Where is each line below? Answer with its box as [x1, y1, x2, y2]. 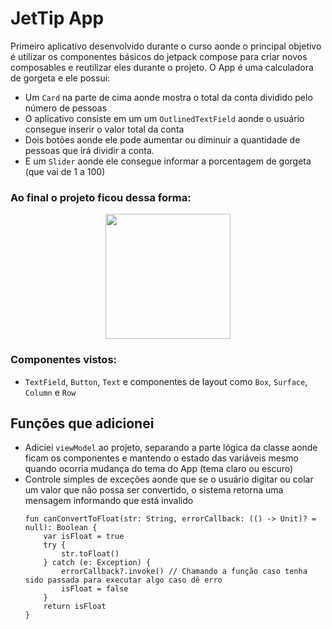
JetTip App [10, 7, 105, 30]
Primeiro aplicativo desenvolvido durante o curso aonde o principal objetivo [10, 40, 322, 52]
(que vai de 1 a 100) [24, 165, 106, 177]
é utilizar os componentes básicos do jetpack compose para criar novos [10, 50, 308, 62]
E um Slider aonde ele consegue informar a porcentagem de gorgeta [24, 155, 312, 167]
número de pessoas [24, 102, 108, 114]
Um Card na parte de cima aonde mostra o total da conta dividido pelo [24, 91, 313, 103]
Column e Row [24, 386, 77, 398]
